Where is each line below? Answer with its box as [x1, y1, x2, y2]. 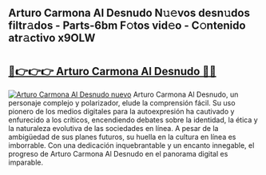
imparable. [8, 157, 44, 167]
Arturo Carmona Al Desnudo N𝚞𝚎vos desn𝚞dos [8, 6, 250, 20]
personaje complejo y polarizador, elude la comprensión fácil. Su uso [8, 98, 236, 107]
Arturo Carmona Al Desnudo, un [133, 89, 239, 99]
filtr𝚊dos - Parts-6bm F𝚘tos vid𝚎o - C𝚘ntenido [8, 19, 246, 33]
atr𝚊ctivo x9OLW [8, 31, 96, 45]
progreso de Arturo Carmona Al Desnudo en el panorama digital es [8, 149, 228, 158]
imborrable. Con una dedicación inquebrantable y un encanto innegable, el [8, 141, 255, 150]
